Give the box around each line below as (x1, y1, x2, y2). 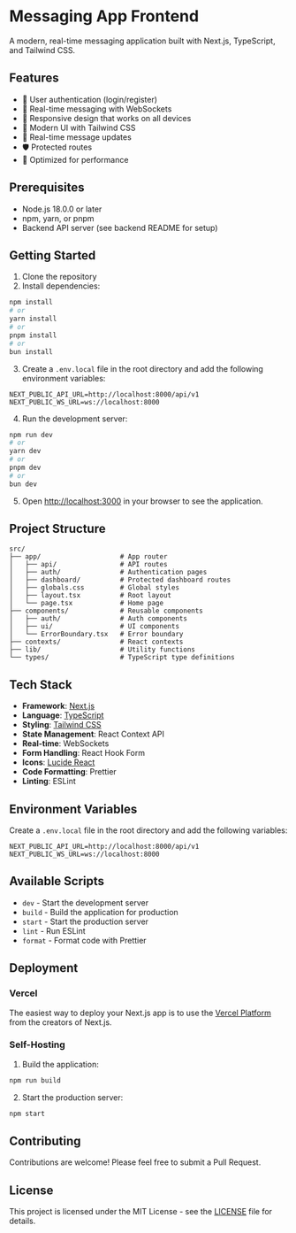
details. (9, 1215, 36, 1227)
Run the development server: (21, 413, 128, 424)
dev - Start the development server (21, 897, 148, 908)
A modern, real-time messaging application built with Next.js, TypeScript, (9, 35, 276, 46)
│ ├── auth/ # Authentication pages (9, 568, 208, 577)
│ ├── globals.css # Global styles (9, 583, 179, 592)
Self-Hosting (9, 1038, 66, 1051)
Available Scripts (9, 874, 104, 889)
